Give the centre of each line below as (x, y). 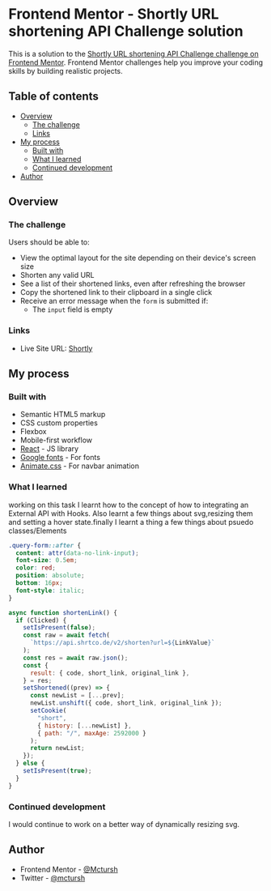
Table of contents (53, 97)
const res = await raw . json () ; (76, 658)
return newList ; (57, 748)
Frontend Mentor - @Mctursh (69, 869)
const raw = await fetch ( (67, 635)
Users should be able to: (49, 242)
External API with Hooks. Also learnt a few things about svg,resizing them (131, 513)
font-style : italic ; (50, 590)
